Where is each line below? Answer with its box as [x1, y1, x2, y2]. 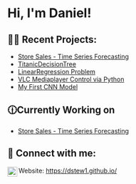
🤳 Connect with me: [7, 148, 96, 160]
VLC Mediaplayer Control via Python [17, 75, 125, 83]
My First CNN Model [17, 83, 78, 91]
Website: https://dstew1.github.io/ [19, 166, 117, 175]
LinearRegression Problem [17, 68, 96, 76]
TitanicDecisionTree [17, 60, 77, 68]
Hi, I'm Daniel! [7, 5, 92, 21]
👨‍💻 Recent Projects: [7, 34, 98, 46]
